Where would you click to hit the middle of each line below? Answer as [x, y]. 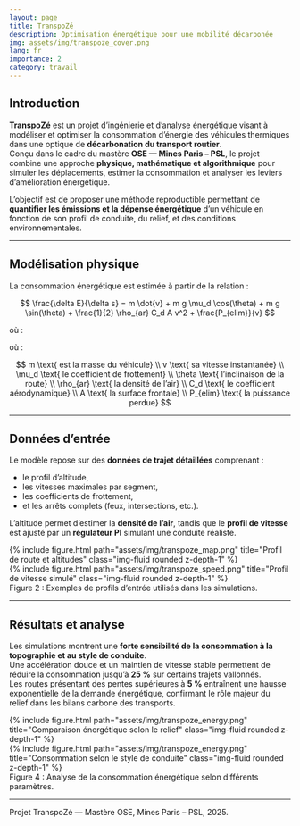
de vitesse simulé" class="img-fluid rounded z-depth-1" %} [119, 579]
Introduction [45, 104]
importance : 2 [36, 59]
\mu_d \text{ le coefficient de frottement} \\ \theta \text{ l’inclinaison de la [150, 374]
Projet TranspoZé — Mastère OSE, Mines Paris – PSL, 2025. [119, 813]
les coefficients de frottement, [78, 496]
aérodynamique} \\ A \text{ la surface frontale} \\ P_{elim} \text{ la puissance [150, 393]
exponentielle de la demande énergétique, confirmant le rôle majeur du [140, 694]
